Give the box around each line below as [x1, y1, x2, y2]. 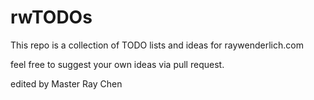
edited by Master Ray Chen [10, 77, 123, 90]
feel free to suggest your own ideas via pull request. [10, 58, 225, 70]
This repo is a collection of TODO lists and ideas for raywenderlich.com [10, 39, 304, 51]
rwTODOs [10, 6, 93, 29]
